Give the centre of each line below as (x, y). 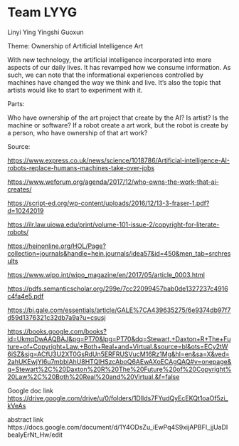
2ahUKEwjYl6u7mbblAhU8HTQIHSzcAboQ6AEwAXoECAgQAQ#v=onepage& (119, 361)
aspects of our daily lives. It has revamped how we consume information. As (119, 67)
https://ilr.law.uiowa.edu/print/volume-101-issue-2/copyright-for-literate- (113, 224)
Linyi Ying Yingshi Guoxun (46, 32)
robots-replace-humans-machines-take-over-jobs (81, 167)
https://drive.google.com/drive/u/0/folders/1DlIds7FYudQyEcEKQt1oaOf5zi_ (118, 398)
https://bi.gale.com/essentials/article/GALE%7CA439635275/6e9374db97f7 (119, 310)
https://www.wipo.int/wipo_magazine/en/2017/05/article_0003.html (106, 274)
